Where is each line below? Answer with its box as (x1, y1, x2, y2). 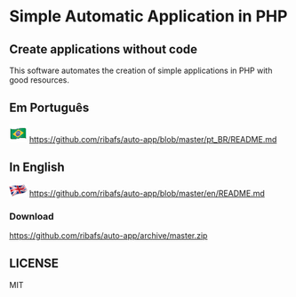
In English (9, 160, 65, 175)
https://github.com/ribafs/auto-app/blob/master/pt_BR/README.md (28, 133, 277, 144)
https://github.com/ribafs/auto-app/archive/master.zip (9, 229, 208, 241)
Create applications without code (9, 42, 198, 57)
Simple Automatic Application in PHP (9, 6, 288, 27)
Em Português (9, 100, 90, 116)
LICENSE (9, 256, 60, 271)
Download (9, 210, 55, 222)
